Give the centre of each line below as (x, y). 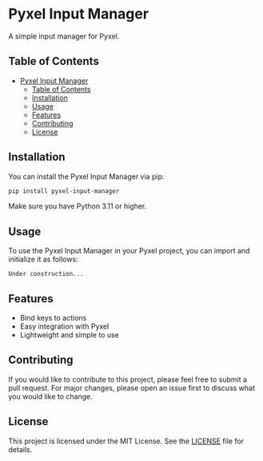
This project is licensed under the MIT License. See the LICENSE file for (126, 441)
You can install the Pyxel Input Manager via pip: (86, 176)
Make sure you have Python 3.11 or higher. (78, 206)
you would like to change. (51, 396)
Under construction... (46, 274)
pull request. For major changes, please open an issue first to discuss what (132, 388)
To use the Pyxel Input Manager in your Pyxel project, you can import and (129, 251)
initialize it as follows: (43, 259)
